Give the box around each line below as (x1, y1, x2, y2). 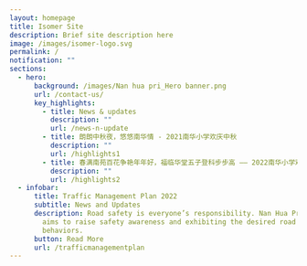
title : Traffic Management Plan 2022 (33, 192, 178, 201)
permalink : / (9, 48, 59, 57)
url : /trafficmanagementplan (33, 243, 145, 252)
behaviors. (42, 226, 84, 235)
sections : (9, 65, 48, 74)
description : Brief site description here (9, 30, 174, 39)
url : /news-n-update (49, 124, 129, 133)
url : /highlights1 (49, 149, 121, 158)
